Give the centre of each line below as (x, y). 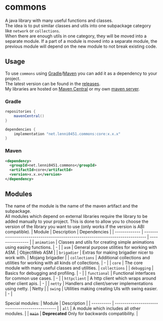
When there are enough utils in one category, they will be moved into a (76, 36)
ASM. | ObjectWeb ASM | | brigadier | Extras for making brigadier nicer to (79, 252)
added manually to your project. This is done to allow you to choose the (77, 221)
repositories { (20, 112)
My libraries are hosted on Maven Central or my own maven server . (72, 89)
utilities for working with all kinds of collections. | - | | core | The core (74, 263)
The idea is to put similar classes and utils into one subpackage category (78, 25)
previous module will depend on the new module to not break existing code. (81, 46)
